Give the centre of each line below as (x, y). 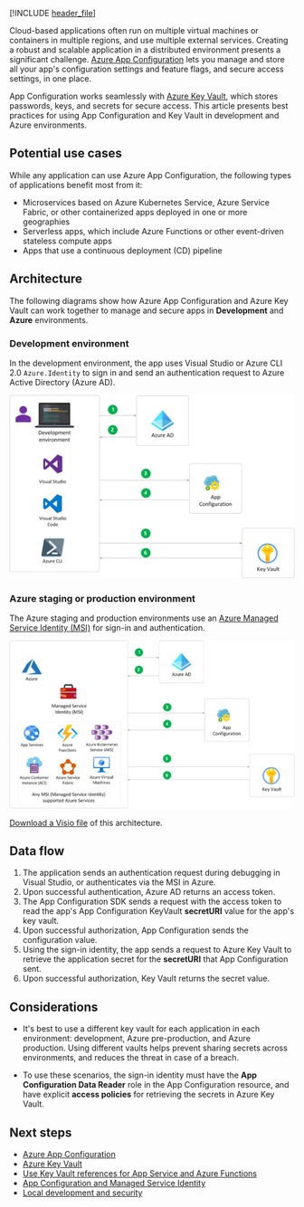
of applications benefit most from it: (76, 185)
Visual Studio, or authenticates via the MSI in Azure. (119, 882)
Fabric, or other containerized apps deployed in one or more (135, 212)
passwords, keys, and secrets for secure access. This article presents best (149, 106)
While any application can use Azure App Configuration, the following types (151, 175)
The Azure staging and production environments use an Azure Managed (144, 618)
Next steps (41, 1132)
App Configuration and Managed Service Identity (114, 1183)
